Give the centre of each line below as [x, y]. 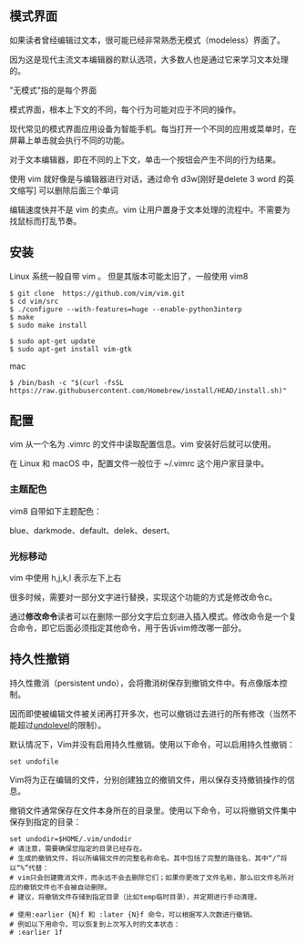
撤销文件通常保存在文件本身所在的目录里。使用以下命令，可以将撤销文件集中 [153, 810]
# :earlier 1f [36, 932]
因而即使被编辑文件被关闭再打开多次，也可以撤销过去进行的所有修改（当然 [149, 714]
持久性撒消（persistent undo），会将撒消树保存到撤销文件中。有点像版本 [145, 683]
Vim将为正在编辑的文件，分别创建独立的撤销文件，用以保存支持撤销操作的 [148, 779]
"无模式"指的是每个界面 [53, 90]
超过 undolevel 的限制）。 [61, 725]
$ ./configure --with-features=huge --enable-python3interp [126, 309]
